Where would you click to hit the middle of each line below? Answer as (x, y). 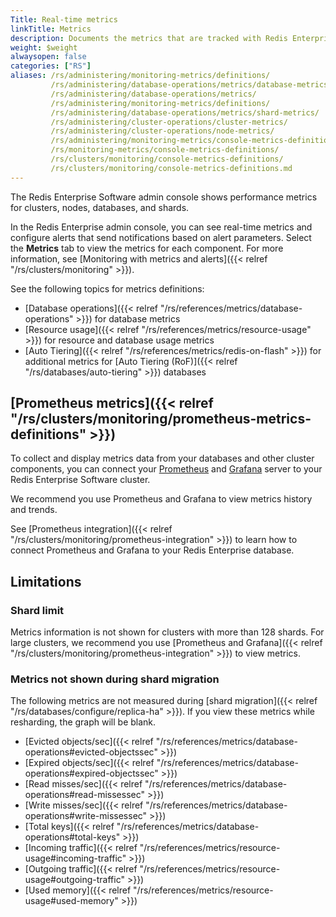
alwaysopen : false (48, 57)
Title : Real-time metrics (64, 19)
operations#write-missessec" (86, 816)
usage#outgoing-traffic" (74, 880)
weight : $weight (44, 47)
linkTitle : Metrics (51, 29)
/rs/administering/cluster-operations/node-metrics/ (162, 131)
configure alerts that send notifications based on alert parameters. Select (161, 237)
